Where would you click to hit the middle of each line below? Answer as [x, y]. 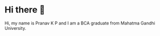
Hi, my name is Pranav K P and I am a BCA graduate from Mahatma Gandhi [80, 23]
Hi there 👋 [25, 10]
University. [15, 28]
